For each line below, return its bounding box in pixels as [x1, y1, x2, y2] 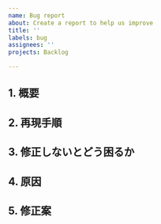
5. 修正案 [8, 203, 51, 218]
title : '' [8, 26, 41, 34]
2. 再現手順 [8, 116, 62, 129]
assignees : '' [8, 41, 55, 49]
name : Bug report [8, 11, 66, 20]
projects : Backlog [8, 48, 69, 56]
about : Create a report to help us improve [8, 19, 154, 27]
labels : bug [8, 33, 47, 42]
